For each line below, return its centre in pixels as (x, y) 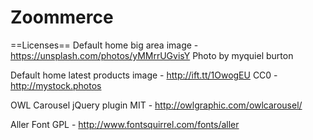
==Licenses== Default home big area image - (104, 45)
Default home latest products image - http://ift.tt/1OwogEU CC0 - (144, 75)
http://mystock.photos (56, 85)
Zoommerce (62, 17)
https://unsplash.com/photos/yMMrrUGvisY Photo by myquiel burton (152, 55)
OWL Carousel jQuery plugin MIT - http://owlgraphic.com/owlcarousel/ (156, 105)
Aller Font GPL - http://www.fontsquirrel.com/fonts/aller (125, 124)
